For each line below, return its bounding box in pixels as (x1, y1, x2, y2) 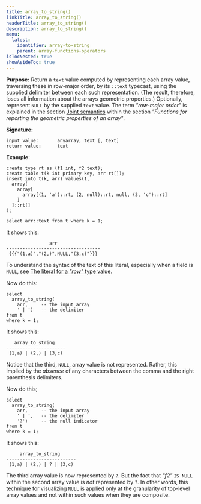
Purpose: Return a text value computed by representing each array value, (6, 76, 190, 83)
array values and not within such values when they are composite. (6, 491, 170, 498)
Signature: (6, 126, 33, 133)
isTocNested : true (6, 54, 52, 60)
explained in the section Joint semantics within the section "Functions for (6, 108, 187, 115)
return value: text (6, 143, 68, 149)
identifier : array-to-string (17, 43, 90, 49)
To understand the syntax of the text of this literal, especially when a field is (6, 261, 193, 268)
